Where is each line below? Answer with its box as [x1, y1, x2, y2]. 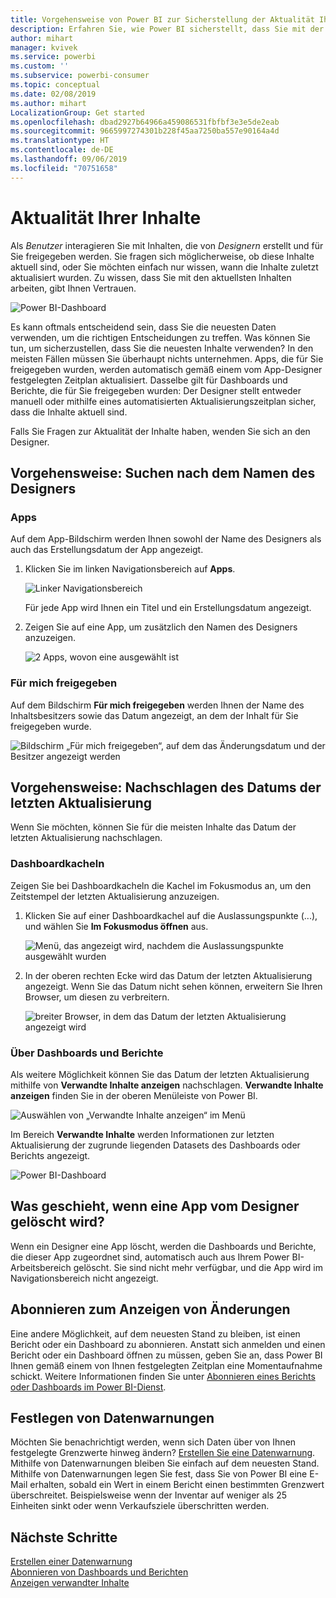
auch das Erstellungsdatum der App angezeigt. [10, 544, 204, 556]
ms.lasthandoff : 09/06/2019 [10, 154, 128, 164]
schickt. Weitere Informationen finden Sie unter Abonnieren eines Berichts [10, 1370, 316, 1382]
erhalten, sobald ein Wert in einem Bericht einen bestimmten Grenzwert [29, 1479, 325, 1491]
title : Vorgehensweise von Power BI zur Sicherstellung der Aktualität [10, 14, 315, 25]
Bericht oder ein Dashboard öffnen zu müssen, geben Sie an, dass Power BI [10, 1349, 323, 1361]
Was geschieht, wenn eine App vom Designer [10, 1198, 300, 1215]
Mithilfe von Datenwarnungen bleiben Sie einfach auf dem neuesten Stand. [10, 1457, 320, 1470]
